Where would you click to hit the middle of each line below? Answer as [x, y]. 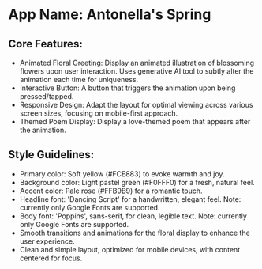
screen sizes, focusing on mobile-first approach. [99, 113]
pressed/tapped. [47, 96]
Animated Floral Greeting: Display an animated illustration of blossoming [137, 63]
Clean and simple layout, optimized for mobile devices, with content [130, 249]
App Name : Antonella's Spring [110, 15]
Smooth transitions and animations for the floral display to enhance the [135, 233]
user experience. [47, 241]
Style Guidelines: [51, 155]
